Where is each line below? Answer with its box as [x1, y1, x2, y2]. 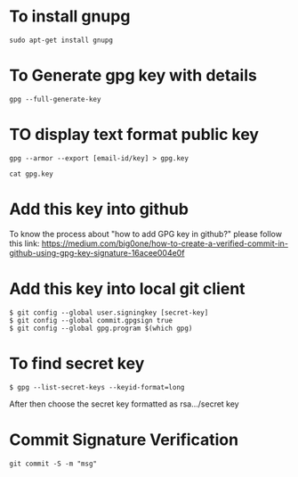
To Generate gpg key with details [9, 65, 258, 86]
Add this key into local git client [9, 278, 246, 299]
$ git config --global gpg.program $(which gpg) [9, 324, 193, 333]
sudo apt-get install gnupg [9, 36, 114, 45]
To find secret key [9, 353, 145, 374]
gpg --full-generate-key [9, 95, 101, 103]
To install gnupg [9, 6, 131, 27]
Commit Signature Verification [9, 430, 238, 449]
